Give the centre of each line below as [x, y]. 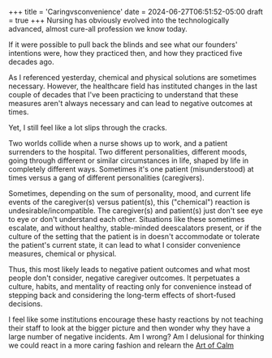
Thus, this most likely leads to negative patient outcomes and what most [129, 269]
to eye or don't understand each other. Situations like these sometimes [127, 219]
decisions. [26, 304]
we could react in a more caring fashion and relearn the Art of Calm [121, 345]
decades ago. [31, 62]
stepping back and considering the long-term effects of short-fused [122, 295]
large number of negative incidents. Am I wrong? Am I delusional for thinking [136, 337]
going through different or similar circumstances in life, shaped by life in [129, 160]
